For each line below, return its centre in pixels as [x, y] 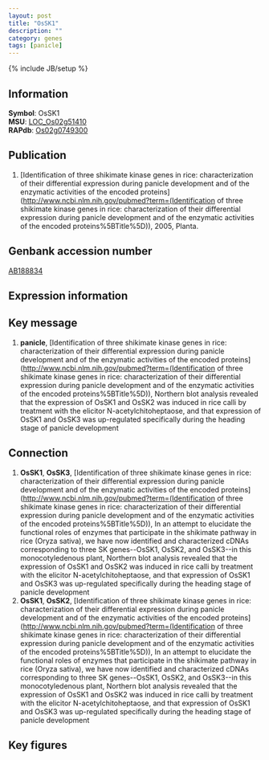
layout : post [30, 16]
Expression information [68, 295]
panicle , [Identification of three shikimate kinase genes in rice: [123, 342]
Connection [38, 454]
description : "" [35, 31]
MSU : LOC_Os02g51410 [47, 121]
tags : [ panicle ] [35, 46]
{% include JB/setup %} [48, 68]
